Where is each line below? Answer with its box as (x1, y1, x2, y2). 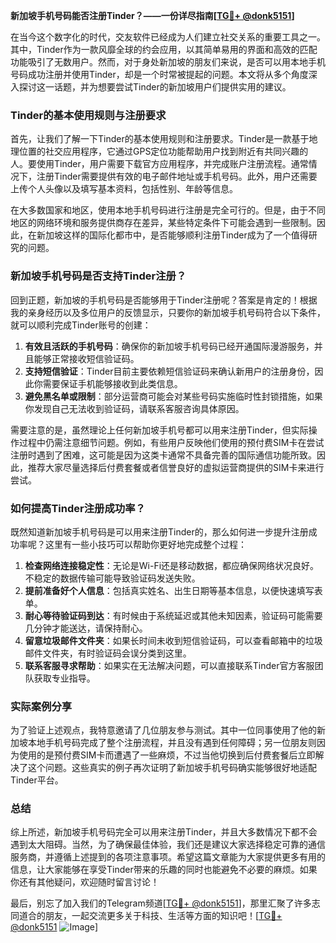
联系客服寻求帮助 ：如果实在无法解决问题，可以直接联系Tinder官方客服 (24, 659, 315, 671)
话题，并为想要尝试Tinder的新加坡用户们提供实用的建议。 (53, 81, 292, 93)
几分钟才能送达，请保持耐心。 (24, 622, 148, 634)
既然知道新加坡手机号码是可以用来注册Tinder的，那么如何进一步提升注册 (10, 525, 309, 538)
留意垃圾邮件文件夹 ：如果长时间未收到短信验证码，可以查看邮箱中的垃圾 (24, 634, 323, 646)
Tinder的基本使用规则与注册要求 (10, 108, 167, 122)
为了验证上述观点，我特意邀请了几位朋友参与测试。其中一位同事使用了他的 (10, 724, 317, 736)
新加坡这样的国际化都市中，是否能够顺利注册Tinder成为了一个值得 (36, 229, 309, 241)
